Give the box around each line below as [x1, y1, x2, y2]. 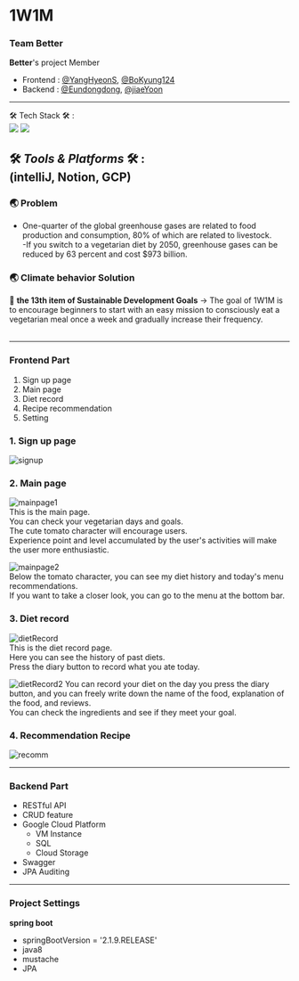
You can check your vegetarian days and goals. [9, 516, 184, 527]
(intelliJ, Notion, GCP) [9, 169, 132, 184]
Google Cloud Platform [21, 819, 107, 830]
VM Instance [35, 829, 83, 839]
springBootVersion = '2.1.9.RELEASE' [21, 935, 158, 945]
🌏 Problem [9, 197, 58, 209]
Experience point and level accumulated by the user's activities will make [9, 535, 278, 546]
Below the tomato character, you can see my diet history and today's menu [9, 571, 285, 582]
